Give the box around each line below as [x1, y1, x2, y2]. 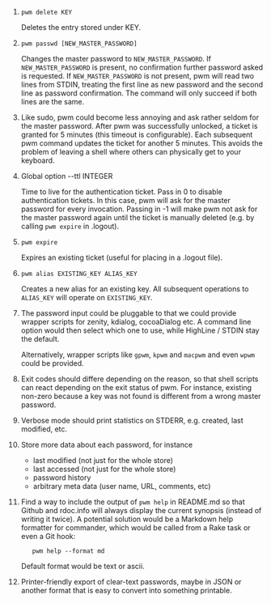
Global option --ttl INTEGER [20, 172, 113, 180]
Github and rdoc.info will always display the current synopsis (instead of [20, 506, 262, 515]
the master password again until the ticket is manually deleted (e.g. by [20, 213, 255, 222]
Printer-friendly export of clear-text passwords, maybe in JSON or [20, 577, 242, 586]
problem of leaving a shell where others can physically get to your [20, 147, 242, 156]
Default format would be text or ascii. [20, 562, 145, 571]
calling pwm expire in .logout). [20, 222, 120, 231]
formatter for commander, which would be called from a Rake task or [20, 523, 251, 533]
